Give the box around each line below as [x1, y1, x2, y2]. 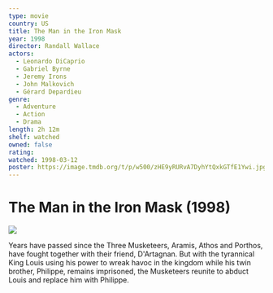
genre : [8, 95, 31, 103]
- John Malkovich [15, 80, 75, 88]
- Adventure [15, 103, 57, 111]
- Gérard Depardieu [15, 87, 82, 96]
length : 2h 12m [8, 125, 60, 133]
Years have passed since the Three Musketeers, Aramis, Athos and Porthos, [8, 241, 263, 251]
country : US [8, 20, 49, 28]
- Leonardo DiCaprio [15, 58, 85, 66]
